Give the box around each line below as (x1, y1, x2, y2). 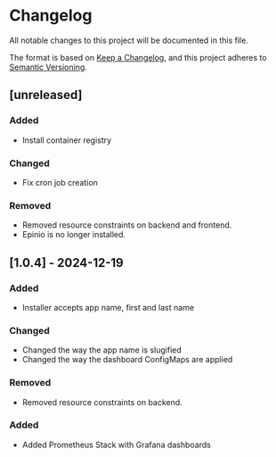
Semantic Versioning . (9, 62, 87, 72)
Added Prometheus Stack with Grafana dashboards (21, 439, 211, 450)
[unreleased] (9, 87, 83, 103)
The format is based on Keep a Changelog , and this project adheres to (9, 52, 267, 62)
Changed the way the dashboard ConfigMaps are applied (21, 354, 233, 365)
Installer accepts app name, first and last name (21, 302, 194, 312)
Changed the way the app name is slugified (21, 345, 183, 355)
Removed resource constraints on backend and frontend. (21, 220, 232, 230)
